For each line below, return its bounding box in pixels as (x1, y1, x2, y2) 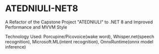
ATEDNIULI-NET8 (5, 3, 79, 14)
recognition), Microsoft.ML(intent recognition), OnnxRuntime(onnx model (5, 38, 154, 44)
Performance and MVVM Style (5, 24, 68, 30)
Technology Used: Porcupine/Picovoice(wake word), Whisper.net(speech (5, 34, 155, 39)
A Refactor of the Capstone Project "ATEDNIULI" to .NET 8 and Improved (5, 19, 153, 25)
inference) (5, 44, 26, 50)
